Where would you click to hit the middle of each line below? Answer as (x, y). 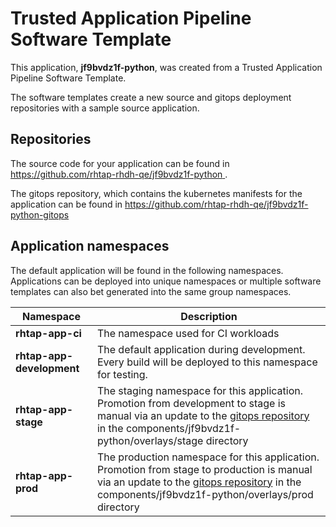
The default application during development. (201, 349)
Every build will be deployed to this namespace (207, 362)
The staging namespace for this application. (200, 390)
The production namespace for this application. (208, 457)
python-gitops (40, 214)
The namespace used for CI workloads (188, 333)
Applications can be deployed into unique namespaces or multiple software (166, 281)
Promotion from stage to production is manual (204, 469)
